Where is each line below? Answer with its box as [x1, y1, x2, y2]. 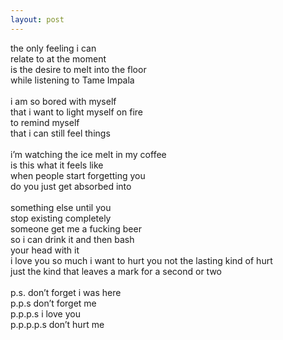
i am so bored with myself [10, 95, 117, 107]
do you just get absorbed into [10, 180, 132, 192]
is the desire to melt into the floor [10, 63, 147, 75]
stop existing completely [10, 212, 112, 224]
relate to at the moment [10, 52, 107, 65]
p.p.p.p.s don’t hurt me [10, 318, 105, 330]
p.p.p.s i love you [10, 307, 81, 320]
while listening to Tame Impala [10, 74, 135, 86]
